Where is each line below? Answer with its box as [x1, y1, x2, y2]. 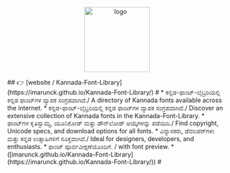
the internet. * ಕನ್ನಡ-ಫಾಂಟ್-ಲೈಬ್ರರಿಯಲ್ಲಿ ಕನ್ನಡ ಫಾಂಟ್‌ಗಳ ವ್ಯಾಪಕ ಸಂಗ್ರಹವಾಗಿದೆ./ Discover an [7, 104, 223, 112]
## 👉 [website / [7, 79, 55, 86]
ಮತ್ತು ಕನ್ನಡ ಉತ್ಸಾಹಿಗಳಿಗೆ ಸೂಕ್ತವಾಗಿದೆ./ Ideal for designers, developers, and [7, 135, 194, 142]
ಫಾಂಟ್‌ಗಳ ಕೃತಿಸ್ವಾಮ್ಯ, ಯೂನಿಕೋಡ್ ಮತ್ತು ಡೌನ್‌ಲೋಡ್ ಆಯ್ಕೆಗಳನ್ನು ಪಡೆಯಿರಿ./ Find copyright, [7, 119, 219, 127]
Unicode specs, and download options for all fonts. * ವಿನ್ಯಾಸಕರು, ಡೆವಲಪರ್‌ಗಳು [7, 127, 215, 135]
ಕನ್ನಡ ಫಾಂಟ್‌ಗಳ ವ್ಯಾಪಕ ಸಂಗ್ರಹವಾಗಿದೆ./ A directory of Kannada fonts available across [7, 96, 222, 104]
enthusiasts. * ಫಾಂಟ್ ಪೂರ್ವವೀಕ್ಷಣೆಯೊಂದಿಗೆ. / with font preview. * [7, 142, 174, 151]
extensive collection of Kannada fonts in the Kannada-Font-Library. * [7, 112, 205, 120]
